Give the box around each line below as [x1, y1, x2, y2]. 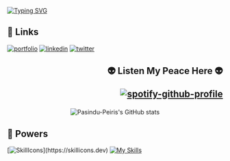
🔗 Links [7, 26, 39, 38]
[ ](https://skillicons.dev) [7, 146, 108, 154]
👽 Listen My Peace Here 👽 [107, 65, 223, 77]
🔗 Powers [7, 127, 49, 140]
